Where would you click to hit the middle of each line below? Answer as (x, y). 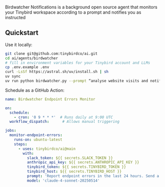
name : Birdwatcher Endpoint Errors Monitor (50, 99)
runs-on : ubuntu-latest (38, 140)
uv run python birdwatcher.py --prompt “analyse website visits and (77, 81)
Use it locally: (19, 45)
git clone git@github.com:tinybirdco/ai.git (51, 53)
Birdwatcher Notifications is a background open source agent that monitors (81, 7)
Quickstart (22, 33)
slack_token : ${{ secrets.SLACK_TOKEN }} (70, 158)
